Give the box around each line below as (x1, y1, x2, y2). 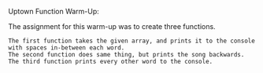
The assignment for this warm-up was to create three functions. (8, 22, 216, 31)
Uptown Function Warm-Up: (8, 7, 100, 16)
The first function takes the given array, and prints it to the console (8, 37, 256, 45)
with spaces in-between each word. (8, 44, 125, 52)
